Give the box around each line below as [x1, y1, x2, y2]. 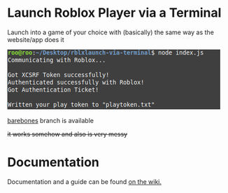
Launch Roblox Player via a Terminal [7, 5, 222, 21]
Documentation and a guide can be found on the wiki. [7, 177, 162, 186]
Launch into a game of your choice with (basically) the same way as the [7, 28, 215, 36]
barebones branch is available [7, 116, 94, 124]
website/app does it [7, 35, 64, 43]
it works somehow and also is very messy [7, 129, 128, 138]
